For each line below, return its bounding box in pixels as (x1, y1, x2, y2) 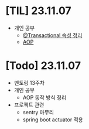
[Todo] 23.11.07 (5, 59, 81, 72)
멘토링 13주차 (13, 79, 45, 86)
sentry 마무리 (22, 108, 54, 115)
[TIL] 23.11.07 (5, 4, 71, 18)
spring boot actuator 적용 (22, 116, 83, 123)
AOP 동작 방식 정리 (22, 94, 67, 101)
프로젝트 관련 (13, 101, 44, 108)
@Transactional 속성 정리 (22, 31, 83, 39)
